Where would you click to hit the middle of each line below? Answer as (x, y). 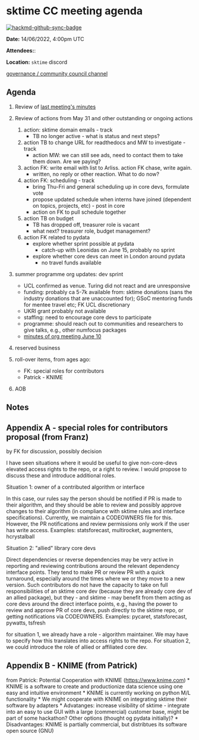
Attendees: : (21, 50)
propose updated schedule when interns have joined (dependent (112, 199)
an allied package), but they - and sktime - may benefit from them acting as (99, 597)
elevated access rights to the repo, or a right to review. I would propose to (97, 469)
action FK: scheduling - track (59, 180)
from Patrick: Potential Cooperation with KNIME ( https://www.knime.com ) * (98, 680)
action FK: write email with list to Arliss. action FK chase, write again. (108, 167)
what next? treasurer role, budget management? (91, 231)
